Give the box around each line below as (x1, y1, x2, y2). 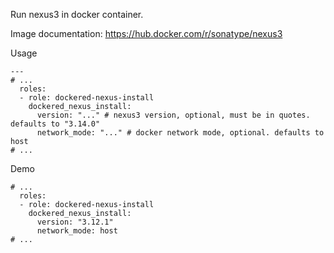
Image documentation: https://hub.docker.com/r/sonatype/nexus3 (10, 28, 283, 39)
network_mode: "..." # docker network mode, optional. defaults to (36, 128, 325, 138)
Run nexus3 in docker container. (10, 9, 144, 20)
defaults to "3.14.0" (10, 119, 101, 129)
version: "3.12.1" (36, 217, 114, 227)
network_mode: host (36, 226, 118, 236)
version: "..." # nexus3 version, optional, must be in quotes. (36, 110, 311, 120)
